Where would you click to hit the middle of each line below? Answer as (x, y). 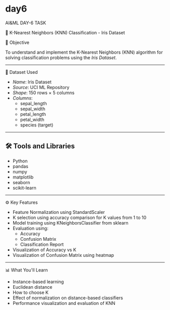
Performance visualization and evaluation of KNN (64, 303)
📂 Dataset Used (22, 72)
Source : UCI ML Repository (41, 87)
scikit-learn (24, 188)
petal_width (32, 119)
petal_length (33, 114)
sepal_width (33, 109)
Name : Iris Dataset (32, 82)
